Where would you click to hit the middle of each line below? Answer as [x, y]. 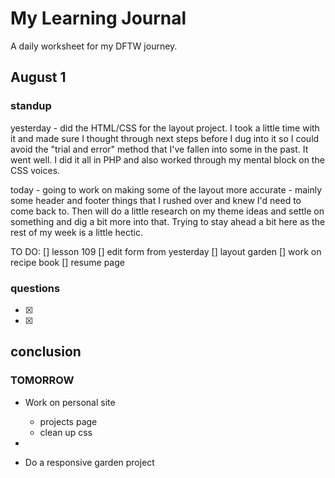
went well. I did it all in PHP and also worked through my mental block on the [167, 159]
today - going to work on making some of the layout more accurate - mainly [166, 189]
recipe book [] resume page [67, 262]
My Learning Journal [98, 18]
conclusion [46, 352]
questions [35, 288]
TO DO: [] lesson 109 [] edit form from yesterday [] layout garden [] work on [166, 251]
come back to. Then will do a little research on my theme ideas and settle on [167, 211]
